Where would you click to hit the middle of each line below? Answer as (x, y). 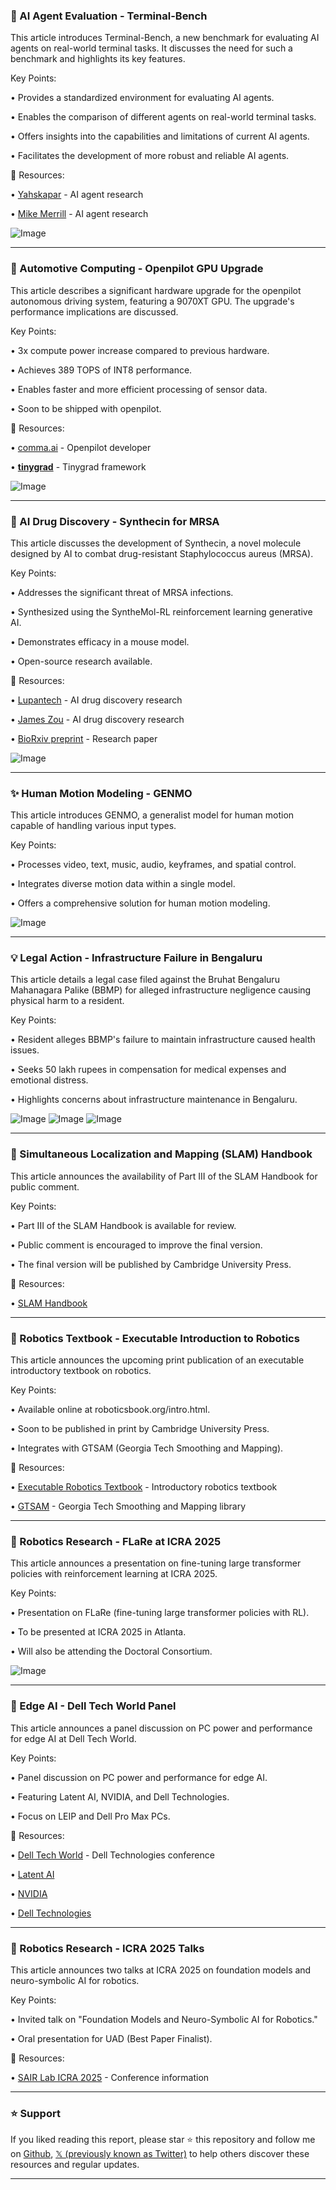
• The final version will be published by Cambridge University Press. (151, 1264)
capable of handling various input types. (93, 826)
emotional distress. (49, 1080)
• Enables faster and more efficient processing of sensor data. (139, 389)
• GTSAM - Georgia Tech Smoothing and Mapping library (128, 1506)
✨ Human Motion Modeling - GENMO (101, 793)
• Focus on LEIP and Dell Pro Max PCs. (90, 1816)
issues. (25, 1050)
